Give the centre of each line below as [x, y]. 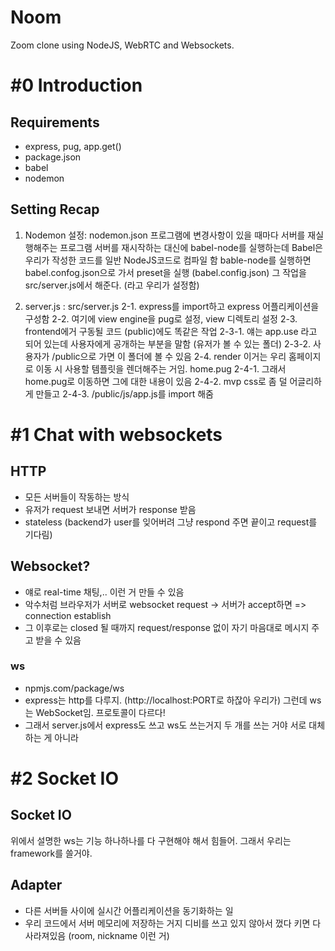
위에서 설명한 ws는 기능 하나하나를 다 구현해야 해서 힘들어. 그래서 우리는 [151, 840]
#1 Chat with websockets [116, 434]
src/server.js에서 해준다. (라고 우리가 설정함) [112, 285]
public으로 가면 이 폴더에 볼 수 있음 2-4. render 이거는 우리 [170, 356]
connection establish [68, 615]
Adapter [36, 885]
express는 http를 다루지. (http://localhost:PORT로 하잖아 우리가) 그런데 [166, 700]
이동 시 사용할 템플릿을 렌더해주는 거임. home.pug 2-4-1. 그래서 [161, 368]
